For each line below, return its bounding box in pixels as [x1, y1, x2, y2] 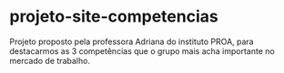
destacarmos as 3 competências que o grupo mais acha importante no [9, 45, 275, 56]
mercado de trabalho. [9, 55, 91, 66]
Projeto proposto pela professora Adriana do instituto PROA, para [9, 36, 254, 47]
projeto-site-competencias [9, 6, 218, 27]
